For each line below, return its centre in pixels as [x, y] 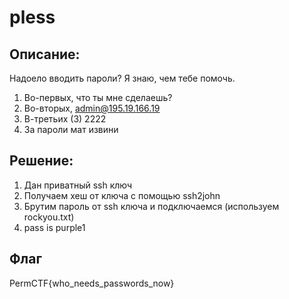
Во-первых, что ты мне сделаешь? [98, 97]
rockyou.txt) [49, 217]
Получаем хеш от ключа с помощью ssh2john [122, 195]
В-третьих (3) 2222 [65, 119]
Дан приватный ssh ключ [78, 185]
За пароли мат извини [71, 129]
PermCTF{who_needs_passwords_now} [92, 283]
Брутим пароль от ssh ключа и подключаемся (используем [151, 206]
